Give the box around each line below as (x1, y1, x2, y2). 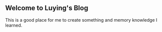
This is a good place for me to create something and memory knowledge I (5, 17, 157, 23)
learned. (5, 22, 22, 28)
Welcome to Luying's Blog (5, 4, 88, 12)
